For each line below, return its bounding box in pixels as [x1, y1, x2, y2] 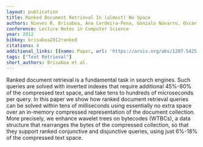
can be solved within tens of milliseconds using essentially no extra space [6, 102, 192, 109]
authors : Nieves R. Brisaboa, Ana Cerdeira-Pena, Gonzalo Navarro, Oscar [6, 20, 198, 26]
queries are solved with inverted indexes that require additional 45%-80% [6, 82, 191, 90]
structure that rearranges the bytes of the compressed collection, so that [6, 121, 189, 128]
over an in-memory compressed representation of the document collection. [6, 108, 196, 116]
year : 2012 [6, 31, 34, 38]
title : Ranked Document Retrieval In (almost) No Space [6, 15, 151, 21]
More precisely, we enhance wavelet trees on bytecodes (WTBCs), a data [6, 114, 191, 122]
